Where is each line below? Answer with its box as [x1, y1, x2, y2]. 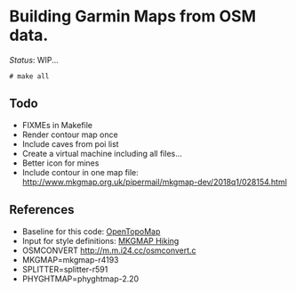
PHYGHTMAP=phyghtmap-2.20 [21, 273, 140, 284]
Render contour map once [21, 129, 118, 140]
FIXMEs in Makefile [21, 119, 93, 130]
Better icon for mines [21, 158, 100, 168]
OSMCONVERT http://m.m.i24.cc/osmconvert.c [21, 245, 197, 256]
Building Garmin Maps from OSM [9, 6, 256, 27]
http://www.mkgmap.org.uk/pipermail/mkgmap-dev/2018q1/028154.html [21, 176, 287, 187]
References [9, 202, 75, 217]
